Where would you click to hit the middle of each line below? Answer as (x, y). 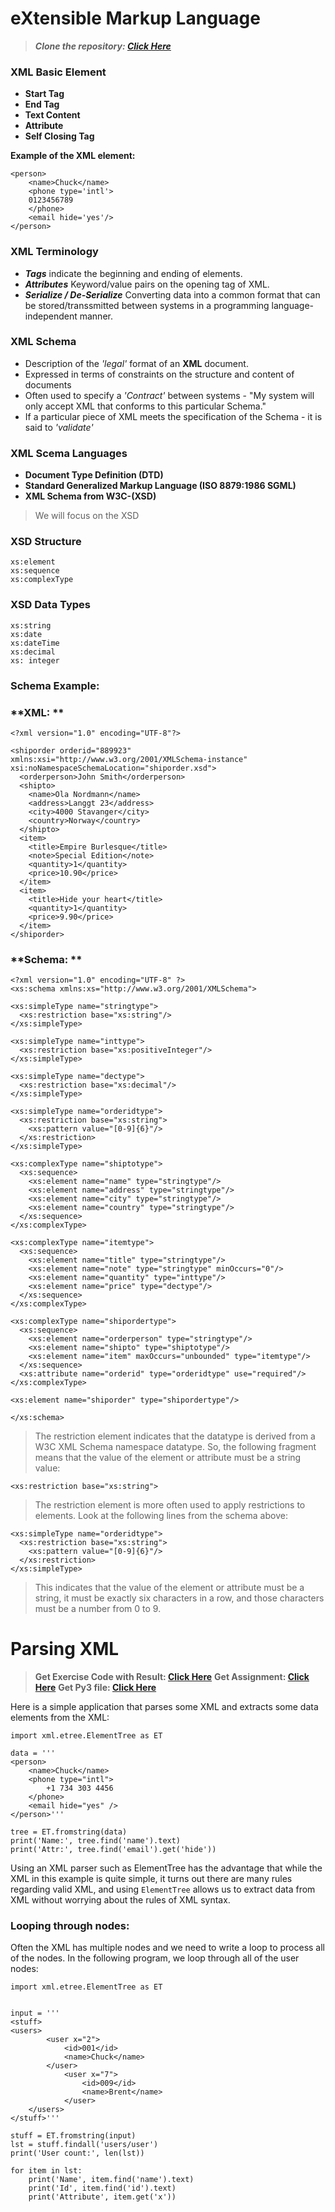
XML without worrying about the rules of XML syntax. (120, 1900)
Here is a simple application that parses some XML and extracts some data (164, 1707)
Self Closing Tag (59, 136)
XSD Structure (46, 542)
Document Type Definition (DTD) (94, 475)
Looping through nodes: (70, 1926)
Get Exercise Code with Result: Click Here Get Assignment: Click (172, 1677)
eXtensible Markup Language (135, 18)
